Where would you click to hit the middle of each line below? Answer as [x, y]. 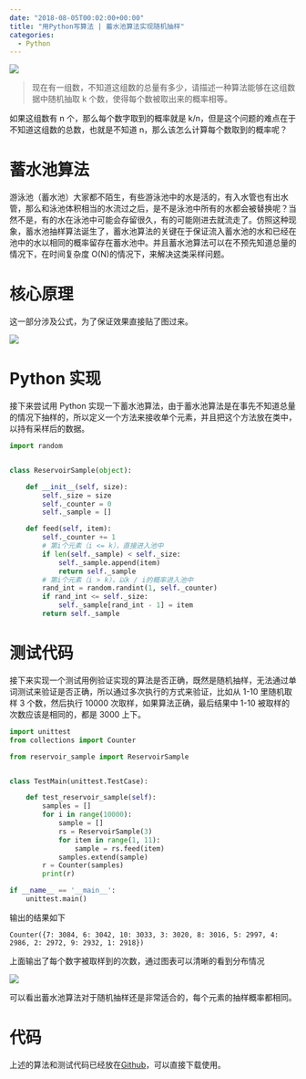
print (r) [59, 874]
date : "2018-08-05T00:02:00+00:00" [77, 18]
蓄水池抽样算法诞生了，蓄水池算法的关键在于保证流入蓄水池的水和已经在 [161, 231]
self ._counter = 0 [77, 504]
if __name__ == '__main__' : [63, 891]
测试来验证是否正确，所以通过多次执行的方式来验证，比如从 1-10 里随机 [151, 691]
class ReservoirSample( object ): [71, 470]
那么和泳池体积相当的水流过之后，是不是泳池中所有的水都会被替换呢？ [157, 209]
